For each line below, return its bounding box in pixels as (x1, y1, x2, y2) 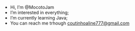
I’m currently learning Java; (10, 15, 68, 20)
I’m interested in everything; (10, 9, 69, 15)
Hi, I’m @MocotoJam (10, 4, 55, 10)
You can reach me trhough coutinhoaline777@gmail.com (10, 20, 130, 26)
